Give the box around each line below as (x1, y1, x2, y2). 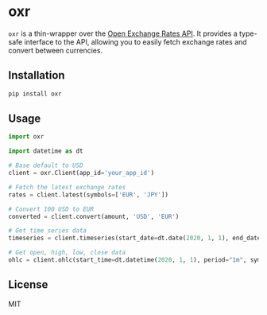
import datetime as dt (8, 147, 83, 155)
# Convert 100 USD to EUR (8, 205, 94, 213)
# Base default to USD (8, 161, 83, 169)
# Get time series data (8, 227, 87, 235)
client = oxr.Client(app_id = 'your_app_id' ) (8, 169, 155, 177)
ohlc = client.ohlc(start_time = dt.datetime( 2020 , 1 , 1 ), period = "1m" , (8, 256, 247, 264)
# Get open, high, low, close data (8, 249, 126, 257)
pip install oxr (8, 90, 62, 98)
